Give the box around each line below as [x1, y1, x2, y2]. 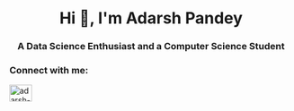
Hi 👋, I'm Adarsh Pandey [59, 8, 243, 29]
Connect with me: [9, 64, 89, 77]
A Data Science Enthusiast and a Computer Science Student [17, 40, 285, 53]
